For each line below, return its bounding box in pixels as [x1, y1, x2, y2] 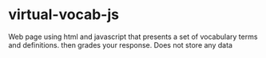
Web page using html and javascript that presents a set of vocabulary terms [8, 32, 258, 41]
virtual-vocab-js [8, 6, 120, 24]
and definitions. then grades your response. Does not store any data [8, 40, 233, 49]
